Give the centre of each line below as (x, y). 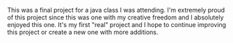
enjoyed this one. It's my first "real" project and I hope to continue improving (117, 25)
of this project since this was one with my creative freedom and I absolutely (115, 17)
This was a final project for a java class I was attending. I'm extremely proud (116, 10)
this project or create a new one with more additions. (83, 32)
